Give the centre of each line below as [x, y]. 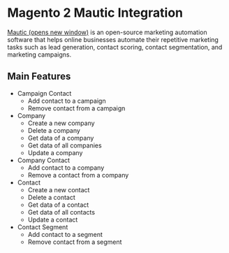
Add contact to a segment [65, 234]
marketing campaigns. [39, 55]
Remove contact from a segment [75, 242]
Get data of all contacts [61, 212]
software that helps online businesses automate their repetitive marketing [113, 39]
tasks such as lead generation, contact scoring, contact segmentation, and [115, 47]
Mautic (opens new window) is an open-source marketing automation [107, 32]
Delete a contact [51, 197]
